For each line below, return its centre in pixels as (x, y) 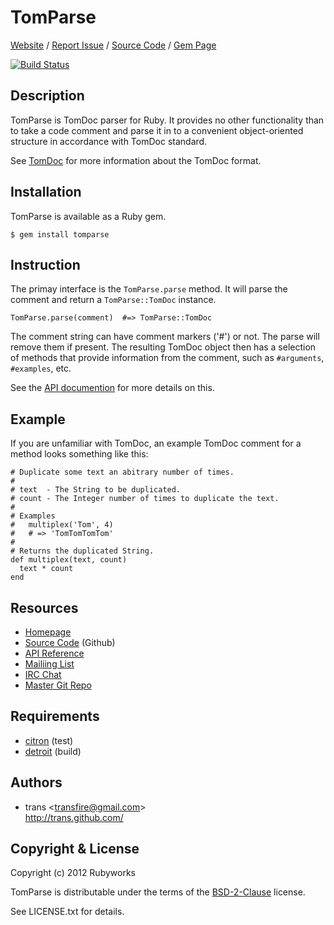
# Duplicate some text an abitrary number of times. (122, 472)
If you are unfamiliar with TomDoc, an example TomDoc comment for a (156, 443)
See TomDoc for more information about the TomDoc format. (136, 160)
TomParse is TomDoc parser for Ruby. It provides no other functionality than (167, 120)
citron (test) (49, 740)
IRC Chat (43, 674)
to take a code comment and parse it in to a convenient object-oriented (157, 130)
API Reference (54, 653)
